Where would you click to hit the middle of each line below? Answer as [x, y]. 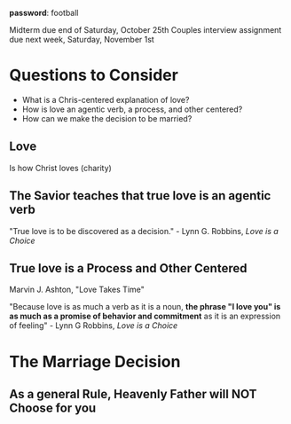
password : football [44, 13]
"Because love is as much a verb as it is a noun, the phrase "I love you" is [145, 307]
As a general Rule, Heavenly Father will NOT [133, 394]
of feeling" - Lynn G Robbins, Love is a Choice [94, 326]
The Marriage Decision [95, 361]
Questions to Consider [94, 75]
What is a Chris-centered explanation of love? [106, 99]
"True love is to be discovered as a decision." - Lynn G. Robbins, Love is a [144, 231]
